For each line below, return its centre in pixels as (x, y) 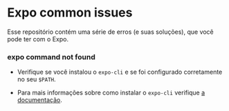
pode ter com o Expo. (38, 39)
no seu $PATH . (37, 79)
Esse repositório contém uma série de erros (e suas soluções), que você (111, 32)
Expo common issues (70, 13)
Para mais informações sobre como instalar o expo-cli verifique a (111, 93)
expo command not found (51, 57)
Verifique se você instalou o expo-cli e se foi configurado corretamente (120, 72)
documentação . (39, 100)
